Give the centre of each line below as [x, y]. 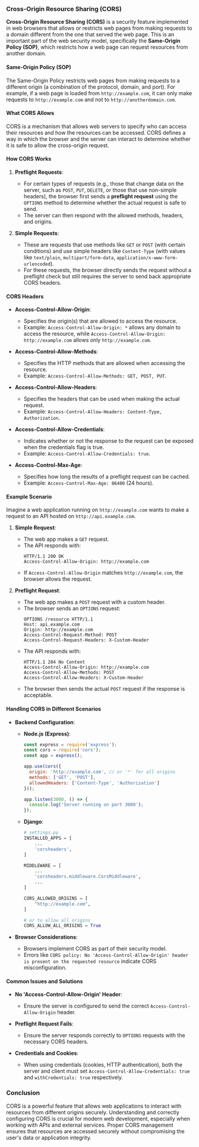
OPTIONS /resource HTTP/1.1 [58, 619]
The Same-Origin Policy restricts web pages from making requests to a [93, 80]
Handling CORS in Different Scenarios [54, 709]
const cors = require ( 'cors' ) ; [62, 750]
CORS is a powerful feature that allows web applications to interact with [94, 1106]
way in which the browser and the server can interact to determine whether [99, 139]
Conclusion [23, 1093]
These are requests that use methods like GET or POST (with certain [104, 244]
